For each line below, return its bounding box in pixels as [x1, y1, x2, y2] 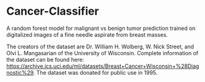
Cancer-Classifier [6, 4, 99, 18]
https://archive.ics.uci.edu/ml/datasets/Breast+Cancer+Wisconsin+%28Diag [6, 62, 199, 70]
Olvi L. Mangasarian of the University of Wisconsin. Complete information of [6, 49, 199, 56]
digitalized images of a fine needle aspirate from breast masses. [6, 31, 168, 38]
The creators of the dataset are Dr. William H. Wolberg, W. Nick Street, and [6, 43, 195, 50]
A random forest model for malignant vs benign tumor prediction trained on [6, 24, 196, 32]
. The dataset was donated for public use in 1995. [33, 69, 158, 76]
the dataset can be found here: [6, 56, 84, 63]
